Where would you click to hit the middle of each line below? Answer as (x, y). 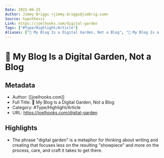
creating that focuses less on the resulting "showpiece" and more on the (85, 145)
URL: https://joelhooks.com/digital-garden (55, 113)
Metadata (20, 85)
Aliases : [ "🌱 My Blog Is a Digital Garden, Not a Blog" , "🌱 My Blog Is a (82, 32)
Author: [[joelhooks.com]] (38, 97)
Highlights (21, 128)
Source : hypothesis (25, 19)
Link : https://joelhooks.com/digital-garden (51, 23)
